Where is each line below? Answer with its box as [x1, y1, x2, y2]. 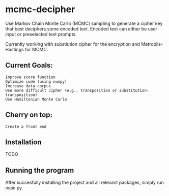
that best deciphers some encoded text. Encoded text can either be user [5, 25, 158, 31]
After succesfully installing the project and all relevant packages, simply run [5, 179, 164, 186]
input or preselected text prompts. [5, 31, 77, 37]
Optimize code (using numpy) [5, 79, 67, 84]
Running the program [5, 166, 74, 175]
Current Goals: [5, 61, 53, 70]
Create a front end [5, 124, 47, 129]
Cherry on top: [5, 111, 52, 119]
